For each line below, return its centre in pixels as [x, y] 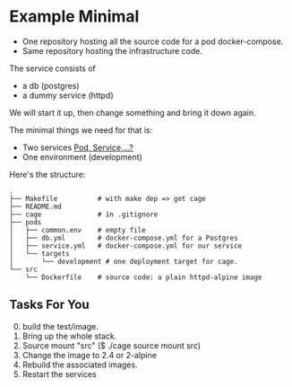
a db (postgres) [51, 85]
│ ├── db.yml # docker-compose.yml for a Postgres [124, 238]
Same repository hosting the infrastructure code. [112, 50]
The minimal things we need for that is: [81, 130]
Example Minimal [74, 17]
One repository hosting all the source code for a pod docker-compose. [153, 41]
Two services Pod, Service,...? [78, 147]
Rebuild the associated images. [80, 365]
